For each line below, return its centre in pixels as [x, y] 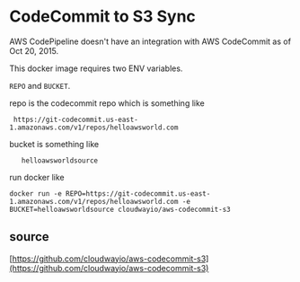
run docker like [37, 177]
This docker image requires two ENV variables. [96, 68]
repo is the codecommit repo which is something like [107, 103]
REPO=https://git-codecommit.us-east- [138, 194]
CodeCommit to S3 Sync [102, 17]
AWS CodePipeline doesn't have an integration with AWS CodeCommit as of [150, 41]
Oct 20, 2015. [34, 50]
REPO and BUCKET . [40, 85]
